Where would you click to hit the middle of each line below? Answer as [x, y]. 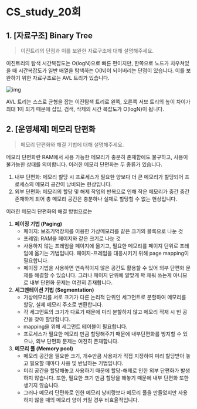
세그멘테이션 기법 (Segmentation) [54, 290]
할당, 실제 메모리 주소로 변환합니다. [63, 304]
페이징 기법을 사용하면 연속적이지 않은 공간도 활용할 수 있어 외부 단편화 [104, 268]
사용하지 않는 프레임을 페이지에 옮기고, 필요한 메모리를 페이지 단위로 [101, 246]
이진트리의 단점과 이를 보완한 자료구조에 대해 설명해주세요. [87, 51]
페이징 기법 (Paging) [38, 224]
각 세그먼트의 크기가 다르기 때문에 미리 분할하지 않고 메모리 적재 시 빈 [102, 312]
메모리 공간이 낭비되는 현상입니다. [74, 184]
